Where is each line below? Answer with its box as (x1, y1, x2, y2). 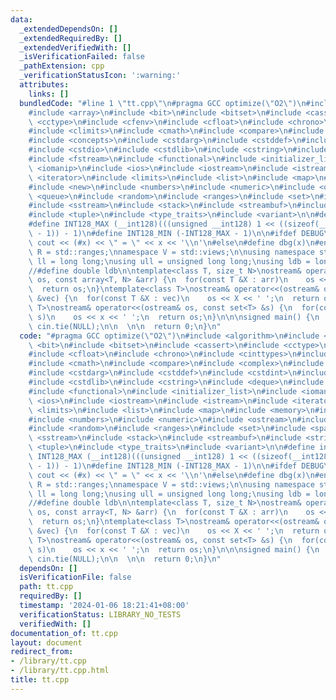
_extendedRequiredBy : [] (19, 33, 123, 43)
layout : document (10, 637, 83, 648)
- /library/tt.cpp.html (10, 666, 110, 676)
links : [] (28, 89, 70, 99)
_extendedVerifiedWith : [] (19, 42, 132, 53)
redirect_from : (10, 647, 74, 657)
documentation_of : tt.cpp (10, 628, 118, 638)
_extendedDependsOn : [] (19, 24, 118, 34)
